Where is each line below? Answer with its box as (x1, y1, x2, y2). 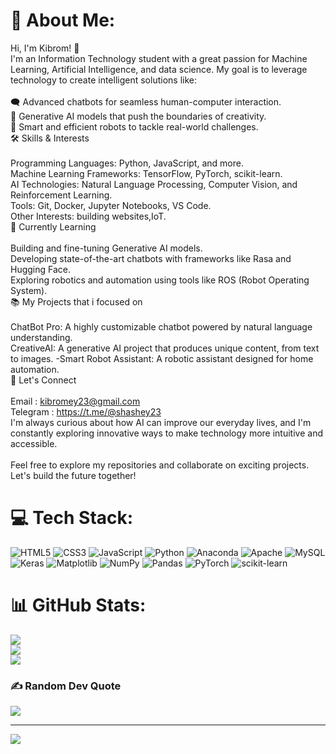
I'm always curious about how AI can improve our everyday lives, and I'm (10, 416, 312, 428)
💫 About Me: (10, 9, 116, 32)
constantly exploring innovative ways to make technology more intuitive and (10, 427, 323, 439)
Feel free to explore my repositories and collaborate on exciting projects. (10, 459, 310, 471)
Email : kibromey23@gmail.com (10, 395, 141, 407)
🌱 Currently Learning (10, 220, 97, 233)
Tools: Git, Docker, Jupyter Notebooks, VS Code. (10, 199, 212, 211)
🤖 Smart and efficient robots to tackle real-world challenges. (10, 120, 259, 133)
